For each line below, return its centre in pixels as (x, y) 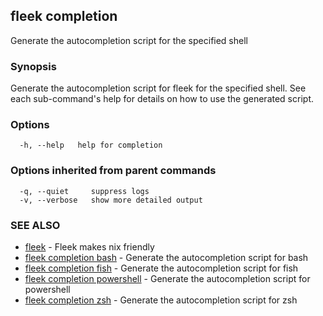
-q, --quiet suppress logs (84, 191)
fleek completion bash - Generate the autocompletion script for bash (166, 257)
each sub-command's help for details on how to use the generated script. (162, 99)
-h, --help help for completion (91, 145)
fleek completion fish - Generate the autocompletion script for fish (161, 268)
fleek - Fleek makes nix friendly (89, 247)
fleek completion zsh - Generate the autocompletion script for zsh (161, 300)
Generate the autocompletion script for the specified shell (129, 40)
